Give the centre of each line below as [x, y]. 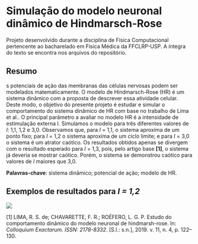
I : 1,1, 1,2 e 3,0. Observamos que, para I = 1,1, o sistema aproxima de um [93, 129]
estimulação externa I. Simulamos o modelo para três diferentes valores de [98, 123]
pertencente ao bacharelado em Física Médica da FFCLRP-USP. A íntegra [96, 46]
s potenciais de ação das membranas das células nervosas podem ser [92, 85]
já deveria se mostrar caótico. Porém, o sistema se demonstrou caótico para [99, 155]
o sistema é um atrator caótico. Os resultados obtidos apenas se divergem [97, 142]
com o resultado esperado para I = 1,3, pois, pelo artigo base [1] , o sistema [97, 148]
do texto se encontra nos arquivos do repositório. [66, 52]
